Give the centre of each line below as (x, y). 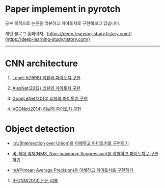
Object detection (40, 129)
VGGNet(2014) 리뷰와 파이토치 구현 (47, 109)
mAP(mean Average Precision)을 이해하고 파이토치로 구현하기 (73, 170)
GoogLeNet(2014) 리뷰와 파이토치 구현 (50, 98)
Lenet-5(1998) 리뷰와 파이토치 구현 (46, 77)
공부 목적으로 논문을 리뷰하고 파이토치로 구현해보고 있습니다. (63, 23)
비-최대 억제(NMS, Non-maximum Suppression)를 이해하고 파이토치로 (81, 153)
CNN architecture (41, 63)
